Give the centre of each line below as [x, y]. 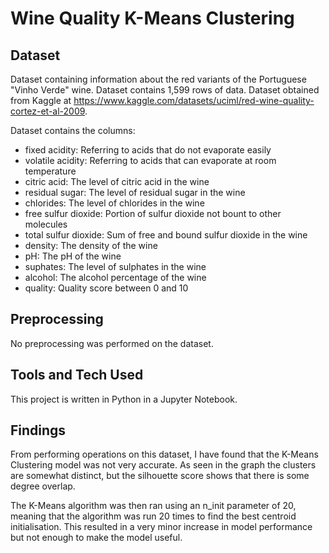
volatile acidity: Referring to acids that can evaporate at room [150, 160]
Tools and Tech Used [77, 375]
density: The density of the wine [91, 245]
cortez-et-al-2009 [48, 111]
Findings [38, 430]
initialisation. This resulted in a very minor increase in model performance [161, 527]
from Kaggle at [41, 100]
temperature [50, 171]
